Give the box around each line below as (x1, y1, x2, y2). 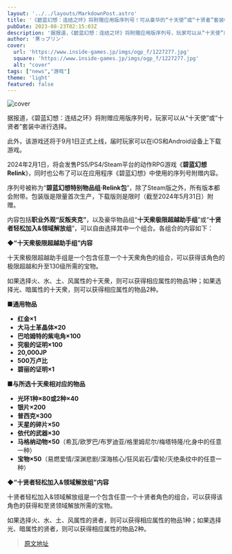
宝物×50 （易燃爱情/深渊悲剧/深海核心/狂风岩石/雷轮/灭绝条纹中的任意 (17, 455, 216, 463)
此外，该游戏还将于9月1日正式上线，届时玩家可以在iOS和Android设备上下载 (7, 137, 222, 146)
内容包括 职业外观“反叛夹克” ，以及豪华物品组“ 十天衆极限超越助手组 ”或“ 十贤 (7, 215, 222, 224)
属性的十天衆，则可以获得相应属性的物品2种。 (30, 286, 162, 294)
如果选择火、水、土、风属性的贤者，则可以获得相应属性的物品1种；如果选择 (7, 516, 222, 524)
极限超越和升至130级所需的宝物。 (7, 262, 102, 270)
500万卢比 (17, 357, 48, 365)
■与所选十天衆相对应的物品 (7, 380, 86, 388)
